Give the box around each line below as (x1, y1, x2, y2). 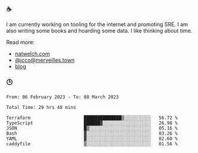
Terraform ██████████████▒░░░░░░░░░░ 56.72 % (6, 115, 178, 121)
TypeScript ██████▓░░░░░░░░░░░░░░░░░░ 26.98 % (6, 120, 178, 126)
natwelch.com (14, 50, 50, 58)
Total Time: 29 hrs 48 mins (6, 104, 77, 110)
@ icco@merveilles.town (14, 57, 75, 64)
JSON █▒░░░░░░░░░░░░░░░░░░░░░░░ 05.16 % (6, 125, 178, 131)
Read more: (6, 39, 35, 46)
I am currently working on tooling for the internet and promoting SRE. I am (6, 21, 188, 28)
